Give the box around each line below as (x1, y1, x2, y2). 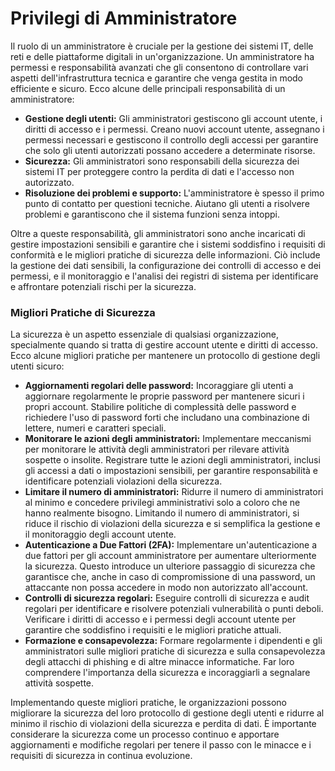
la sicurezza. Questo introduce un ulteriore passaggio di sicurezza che (24, 560, 316, 572)
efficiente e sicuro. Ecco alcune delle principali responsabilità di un (10, 82, 286, 94)
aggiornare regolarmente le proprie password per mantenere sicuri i (24, 390, 305, 402)
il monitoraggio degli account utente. (24, 528, 177, 541)
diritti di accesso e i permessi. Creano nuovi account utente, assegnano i (24, 123, 325, 135)
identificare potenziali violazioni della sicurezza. (24, 475, 223, 487)
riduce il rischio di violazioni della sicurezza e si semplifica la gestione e (24, 518, 321, 530)
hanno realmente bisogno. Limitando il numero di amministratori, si (24, 507, 300, 519)
